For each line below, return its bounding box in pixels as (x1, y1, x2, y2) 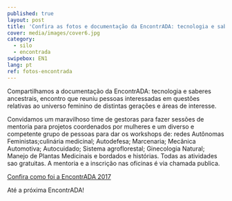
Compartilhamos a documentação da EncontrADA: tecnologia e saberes (7, 87, 212, 95)
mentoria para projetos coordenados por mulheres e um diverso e (7, 122, 195, 131)
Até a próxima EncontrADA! (7, 186, 85, 194)
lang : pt (7, 61, 32, 68)
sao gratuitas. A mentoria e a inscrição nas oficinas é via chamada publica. (7, 159, 220, 167)
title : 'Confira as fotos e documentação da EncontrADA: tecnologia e (7, 23, 215, 30)
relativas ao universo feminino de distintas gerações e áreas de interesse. (7, 102, 217, 110)
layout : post (7, 17, 45, 23)
